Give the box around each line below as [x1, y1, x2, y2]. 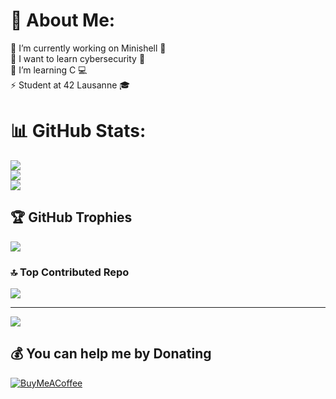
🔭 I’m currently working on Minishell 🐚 [10, 42, 167, 54]
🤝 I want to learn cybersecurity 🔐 [10, 52, 146, 64]
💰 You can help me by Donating [10, 345, 212, 363]
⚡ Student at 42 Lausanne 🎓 [10, 79, 131, 91]
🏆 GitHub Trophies [10, 209, 133, 226]
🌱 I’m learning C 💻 [10, 64, 88, 76]
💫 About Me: [10, 9, 116, 32]
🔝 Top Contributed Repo [10, 265, 130, 279]
